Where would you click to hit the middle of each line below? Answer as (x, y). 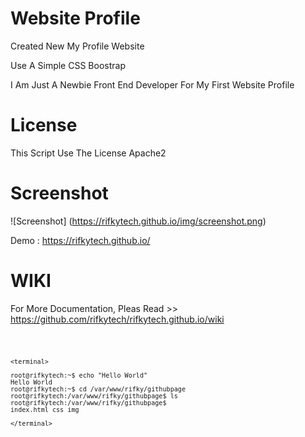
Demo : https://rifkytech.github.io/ (80, 240)
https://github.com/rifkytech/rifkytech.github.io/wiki (117, 319)
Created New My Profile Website (77, 46)
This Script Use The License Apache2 (88, 153)
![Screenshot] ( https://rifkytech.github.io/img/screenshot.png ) (138, 221)
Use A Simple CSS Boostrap (68, 65)
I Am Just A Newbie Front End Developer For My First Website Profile (152, 84)
